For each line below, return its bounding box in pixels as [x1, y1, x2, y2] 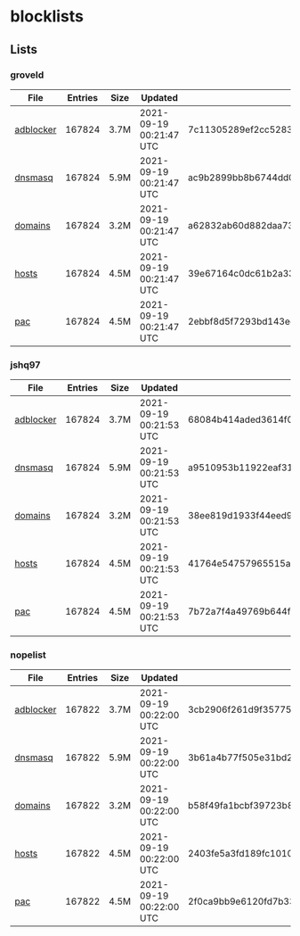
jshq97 [10, 359, 41, 371]
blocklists [10, 6, 84, 27]
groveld [10, 69, 45, 81]
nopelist [10, 649, 47, 661]
